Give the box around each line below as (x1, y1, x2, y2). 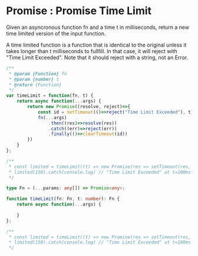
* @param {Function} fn (8, 71, 67, 77)
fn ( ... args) (37, 114, 67, 120)
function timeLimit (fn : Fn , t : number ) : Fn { (6, 196, 120, 202)
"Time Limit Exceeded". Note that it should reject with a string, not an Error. (6, 54, 189, 61)
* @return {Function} (8, 81, 62, 88)
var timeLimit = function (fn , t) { (6, 93, 94, 99)
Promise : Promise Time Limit (6, 4, 152, 18)
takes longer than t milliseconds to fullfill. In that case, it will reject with (6, 47, 178, 54)
